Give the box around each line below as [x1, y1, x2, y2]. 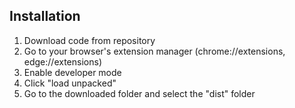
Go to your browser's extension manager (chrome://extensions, [23, 45, 286, 57]
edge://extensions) [23, 55, 102, 68]
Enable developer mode [23, 66, 122, 78]
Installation [9, 8, 81, 25]
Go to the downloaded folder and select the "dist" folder [23, 87, 256, 99]
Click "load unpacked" [23, 77, 117, 89]
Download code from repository [23, 34, 156, 46]
